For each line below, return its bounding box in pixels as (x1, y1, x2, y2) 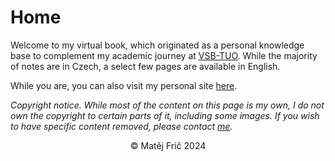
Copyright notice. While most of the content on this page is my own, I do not (10, 99, 325, 111)
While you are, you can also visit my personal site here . (10, 79, 238, 91)
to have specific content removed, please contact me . (10, 120, 233, 132)
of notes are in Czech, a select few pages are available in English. (10, 60, 281, 72)
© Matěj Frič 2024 (129, 139, 207, 151)
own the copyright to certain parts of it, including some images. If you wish (10, 109, 320, 121)
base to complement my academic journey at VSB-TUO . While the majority (10, 49, 318, 61)
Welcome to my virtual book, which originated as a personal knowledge (10, 39, 305, 51)
